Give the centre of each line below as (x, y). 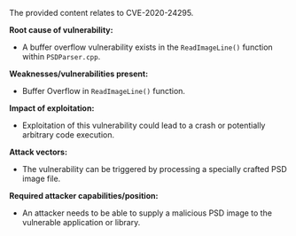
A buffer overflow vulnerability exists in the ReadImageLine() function (147, 47)
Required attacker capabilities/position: (84, 196)
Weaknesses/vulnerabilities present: (79, 74)
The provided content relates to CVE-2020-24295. (101, 13)
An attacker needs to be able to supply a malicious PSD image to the (147, 213)
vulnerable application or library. (81, 222)
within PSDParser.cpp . (61, 56)
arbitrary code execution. (68, 135)
